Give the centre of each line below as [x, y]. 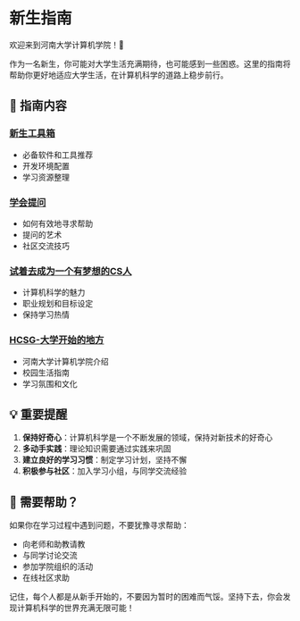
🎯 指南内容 [38, 106]
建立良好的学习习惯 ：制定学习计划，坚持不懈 [104, 460]
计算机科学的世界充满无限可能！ [75, 608]
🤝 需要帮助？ [44, 502]
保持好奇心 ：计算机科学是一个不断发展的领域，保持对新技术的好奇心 [147, 438]
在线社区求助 [46, 578]
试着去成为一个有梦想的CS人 [71, 271]
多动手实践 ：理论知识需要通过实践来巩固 [96, 449]
